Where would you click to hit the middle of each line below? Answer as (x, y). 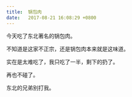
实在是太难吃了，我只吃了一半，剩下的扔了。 (62, 62)
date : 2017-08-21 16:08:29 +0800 (51, 18)
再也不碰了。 (22, 74)
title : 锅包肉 (24, 12)
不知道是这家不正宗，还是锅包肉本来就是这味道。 (68, 49)
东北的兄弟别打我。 (30, 88)
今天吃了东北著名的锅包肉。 (41, 36)
